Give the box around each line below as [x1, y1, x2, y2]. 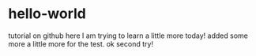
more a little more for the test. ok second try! [8, 39, 154, 48]
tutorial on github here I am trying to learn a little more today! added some [8, 31, 249, 40]
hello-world [8, 5, 87, 23]
